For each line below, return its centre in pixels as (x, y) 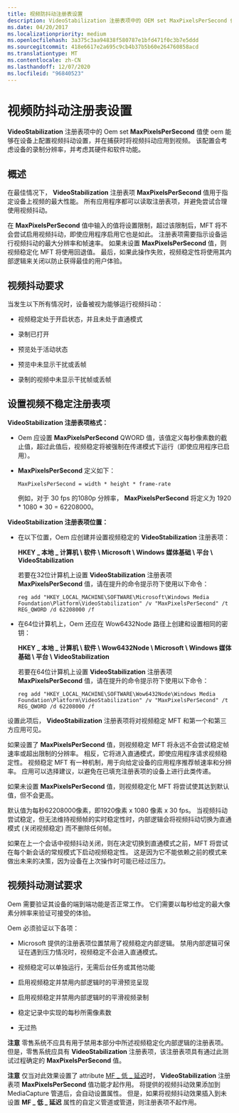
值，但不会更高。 (32, 795)
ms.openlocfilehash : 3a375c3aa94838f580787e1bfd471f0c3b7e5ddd (103, 41)
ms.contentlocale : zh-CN (44, 60)
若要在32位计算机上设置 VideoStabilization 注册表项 (95, 575)
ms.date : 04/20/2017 (38, 27)
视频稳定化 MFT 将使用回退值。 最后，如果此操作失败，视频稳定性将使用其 (116, 252)
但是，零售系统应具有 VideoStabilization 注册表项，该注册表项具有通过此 (115, 1051)
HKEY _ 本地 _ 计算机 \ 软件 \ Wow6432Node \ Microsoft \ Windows (118, 647)
